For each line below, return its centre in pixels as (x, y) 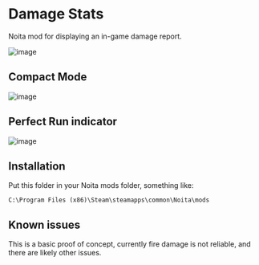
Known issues (45, 224)
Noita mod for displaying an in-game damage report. (95, 36)
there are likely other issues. (55, 253)
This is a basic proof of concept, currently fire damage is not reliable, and (129, 244)
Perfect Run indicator (63, 122)
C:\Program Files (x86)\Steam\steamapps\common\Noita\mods (109, 200)
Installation (37, 166)
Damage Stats (56, 14)
